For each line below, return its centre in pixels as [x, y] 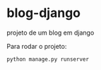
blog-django [43, 13]
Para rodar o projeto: [37, 46]
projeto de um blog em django [50, 33]
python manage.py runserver [48, 59]
